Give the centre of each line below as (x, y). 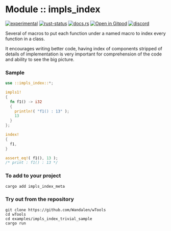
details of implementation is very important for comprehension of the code (84, 54)
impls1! (14, 93)
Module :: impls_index (53, 9)
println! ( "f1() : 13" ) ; (42, 111)
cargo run (16, 223)
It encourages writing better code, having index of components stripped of (84, 48)
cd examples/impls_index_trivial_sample (49, 219)
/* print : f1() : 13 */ (32, 163)
